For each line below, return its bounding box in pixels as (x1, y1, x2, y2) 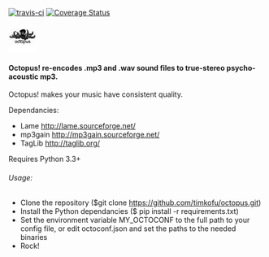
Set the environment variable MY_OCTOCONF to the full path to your (20, 216, 250, 225)
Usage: (8, 172, 33, 182)
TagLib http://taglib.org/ (20, 138, 100, 148)
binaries (20, 233, 48, 242)
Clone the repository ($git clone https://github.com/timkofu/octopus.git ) (20, 198, 262, 207)
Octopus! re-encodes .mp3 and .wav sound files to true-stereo (8, 63, 225, 72)
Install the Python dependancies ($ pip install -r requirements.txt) (20, 207, 240, 216)
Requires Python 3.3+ (8, 155, 81, 164)
